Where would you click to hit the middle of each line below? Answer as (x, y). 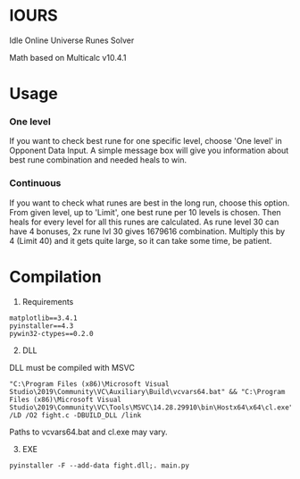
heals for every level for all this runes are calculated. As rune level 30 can (144, 222)
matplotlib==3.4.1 (43, 318)
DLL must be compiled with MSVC (72, 367)
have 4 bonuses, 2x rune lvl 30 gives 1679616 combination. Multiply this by (147, 231)
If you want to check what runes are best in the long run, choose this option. (150, 203)
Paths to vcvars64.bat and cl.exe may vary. (88, 432)
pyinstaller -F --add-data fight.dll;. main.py (100, 466)
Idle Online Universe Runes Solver (72, 40)
